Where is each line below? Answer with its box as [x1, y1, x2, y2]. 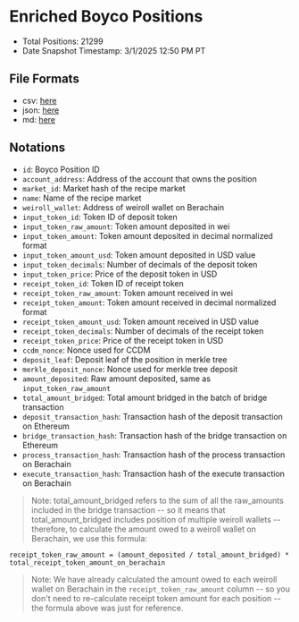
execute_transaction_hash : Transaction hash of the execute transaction [21, 468, 286, 479]
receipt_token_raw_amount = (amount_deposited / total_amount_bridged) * [9, 550, 290, 559]
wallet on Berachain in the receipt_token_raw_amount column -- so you [30, 584, 291, 594]
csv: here [21, 95, 57, 106]
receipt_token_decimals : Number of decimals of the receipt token [21, 325, 264, 337]
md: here [21, 114, 56, 124]
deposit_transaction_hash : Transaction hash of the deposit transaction [21, 411, 284, 422]
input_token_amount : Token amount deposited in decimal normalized [21, 230, 274, 241]
